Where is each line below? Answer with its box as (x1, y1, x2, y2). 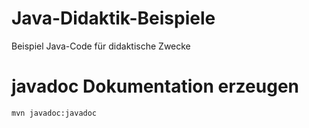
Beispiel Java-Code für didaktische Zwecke (11, 40, 191, 52)
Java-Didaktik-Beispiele (11, 7, 216, 30)
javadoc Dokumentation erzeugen (11, 75, 299, 98)
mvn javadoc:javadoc (11, 108, 98, 118)
